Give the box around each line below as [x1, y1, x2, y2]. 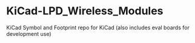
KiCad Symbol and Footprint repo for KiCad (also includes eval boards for [6, 24, 190, 31]
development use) [6, 30, 51, 37]
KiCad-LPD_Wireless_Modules [6, 4, 164, 18]
